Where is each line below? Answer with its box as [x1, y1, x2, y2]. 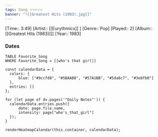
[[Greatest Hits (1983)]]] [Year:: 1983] [5, 31, 81, 36]
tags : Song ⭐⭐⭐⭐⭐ [5, 7, 43, 12]
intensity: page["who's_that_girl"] [18, 110, 94, 115]
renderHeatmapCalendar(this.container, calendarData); [5, 127, 121, 132]
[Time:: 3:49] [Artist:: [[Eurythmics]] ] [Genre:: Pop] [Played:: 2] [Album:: [5, 25, 153, 31]
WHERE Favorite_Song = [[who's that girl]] [5, 58, 97, 63]
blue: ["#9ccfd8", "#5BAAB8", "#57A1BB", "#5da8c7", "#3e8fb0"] [18, 75, 154, 80]
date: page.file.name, [18, 105, 65, 111]
